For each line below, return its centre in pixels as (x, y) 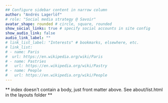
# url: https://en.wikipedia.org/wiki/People (56, 75)
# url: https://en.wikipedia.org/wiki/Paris (54, 57)
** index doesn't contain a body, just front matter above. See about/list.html (84, 89)
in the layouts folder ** (29, 95)
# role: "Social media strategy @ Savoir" (51, 19)
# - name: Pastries (26, 61)
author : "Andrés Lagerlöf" (34, 15)
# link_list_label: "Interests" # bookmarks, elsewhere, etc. (72, 43)
